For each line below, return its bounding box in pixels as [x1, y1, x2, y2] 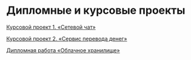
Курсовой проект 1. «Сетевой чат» [6, 23, 96, 31]
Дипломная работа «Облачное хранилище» [6, 46, 120, 54]
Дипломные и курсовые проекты [6, 4, 186, 17]
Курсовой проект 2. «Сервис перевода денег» [6, 35, 127, 42]
